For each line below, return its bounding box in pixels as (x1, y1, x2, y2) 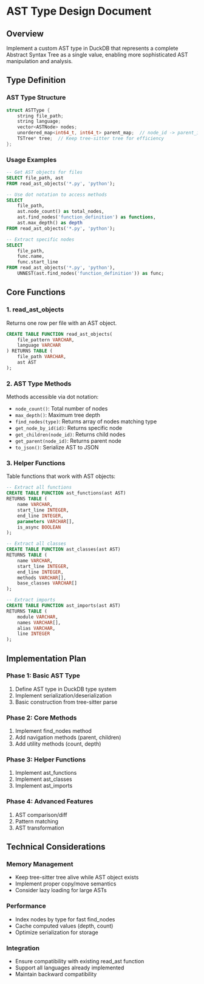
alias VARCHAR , (17, 625, 56, 631)
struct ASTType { (6, 107, 50, 113)
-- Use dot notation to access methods (6, 192, 107, 198)
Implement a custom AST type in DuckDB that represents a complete (6, 44, 178, 52)
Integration (6, 944, 40, 952)
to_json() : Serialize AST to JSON (15, 444, 99, 451)
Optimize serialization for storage (15, 929, 98, 936)
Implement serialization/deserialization (15, 691, 112, 699)
